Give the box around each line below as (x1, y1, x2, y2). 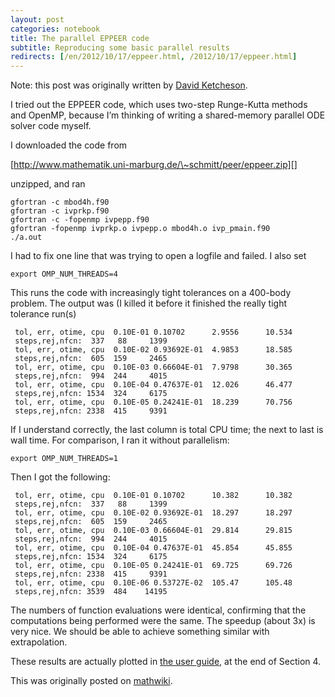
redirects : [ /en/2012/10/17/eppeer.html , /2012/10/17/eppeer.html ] (10, 52, 298, 62)
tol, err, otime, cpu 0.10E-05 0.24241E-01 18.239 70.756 (14, 397, 293, 408)
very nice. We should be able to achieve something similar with (10, 626, 270, 638)
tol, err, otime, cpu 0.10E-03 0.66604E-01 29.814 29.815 (14, 526, 293, 536)
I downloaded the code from (10, 139, 128, 151)
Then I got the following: (10, 471, 111, 483)
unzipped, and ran (10, 178, 86, 190)
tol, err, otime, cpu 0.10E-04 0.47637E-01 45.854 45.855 (14, 543, 293, 553)
